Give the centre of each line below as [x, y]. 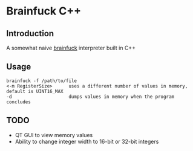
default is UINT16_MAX [35, 91]
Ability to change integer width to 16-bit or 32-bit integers [87, 141]
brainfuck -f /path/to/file [42, 81]
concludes [19, 102]
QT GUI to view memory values [54, 135]
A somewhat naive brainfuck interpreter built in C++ [71, 48]
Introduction [30, 34]
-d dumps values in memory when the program [90, 97]
